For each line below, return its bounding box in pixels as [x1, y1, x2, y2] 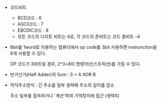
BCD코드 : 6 [17, 15, 42, 21]
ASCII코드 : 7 [17, 21, 44, 27]
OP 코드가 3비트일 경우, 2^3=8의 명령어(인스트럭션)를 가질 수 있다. [10, 61, 141, 67]
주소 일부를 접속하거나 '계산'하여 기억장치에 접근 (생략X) [10, 93, 119, 99]
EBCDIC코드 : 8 [17, 27, 49, 33]
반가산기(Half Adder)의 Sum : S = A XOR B [10, 72, 96, 77]
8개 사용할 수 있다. [10, 50, 47, 56]
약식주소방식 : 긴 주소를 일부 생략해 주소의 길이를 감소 [10, 82, 114, 88]
